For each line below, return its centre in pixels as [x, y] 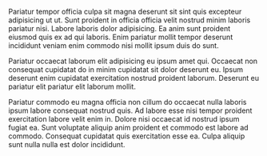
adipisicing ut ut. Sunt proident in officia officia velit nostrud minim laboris [130, 20]
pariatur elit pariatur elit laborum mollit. [72, 86]
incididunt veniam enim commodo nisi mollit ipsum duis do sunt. [114, 46]
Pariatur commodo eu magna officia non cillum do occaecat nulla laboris [128, 102]
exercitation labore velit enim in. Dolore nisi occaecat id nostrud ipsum [124, 119]
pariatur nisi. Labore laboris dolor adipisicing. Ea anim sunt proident [120, 28]
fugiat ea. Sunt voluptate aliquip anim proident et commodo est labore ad [129, 128]
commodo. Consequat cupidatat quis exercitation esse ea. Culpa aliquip [127, 136]
